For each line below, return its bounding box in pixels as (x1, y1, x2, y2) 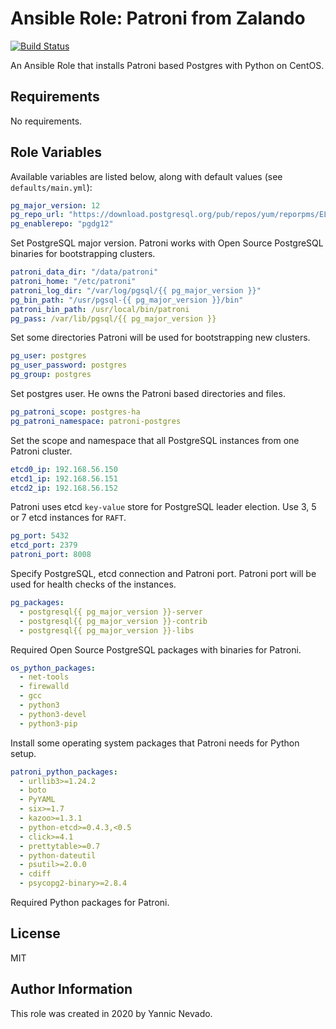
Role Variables (10, 144, 102, 161)
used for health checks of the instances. (10, 578, 177, 591)
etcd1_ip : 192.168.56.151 (10, 473, 118, 484)
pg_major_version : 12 (10, 200, 101, 211)
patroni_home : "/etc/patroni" (10, 277, 137, 287)
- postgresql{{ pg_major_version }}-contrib (19, 616, 208, 626)
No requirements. (10, 115, 83, 127)
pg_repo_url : (10, 210, 65, 220)
